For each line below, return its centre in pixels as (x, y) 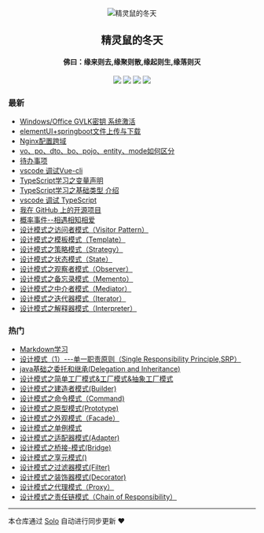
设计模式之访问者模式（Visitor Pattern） (84, 229)
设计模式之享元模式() (53, 457)
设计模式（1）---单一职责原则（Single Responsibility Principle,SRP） (130, 359)
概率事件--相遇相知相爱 (57, 220)
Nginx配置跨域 (43, 141)
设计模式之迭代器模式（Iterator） (73, 298)
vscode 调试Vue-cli (51, 170)
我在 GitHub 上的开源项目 (60, 209)
